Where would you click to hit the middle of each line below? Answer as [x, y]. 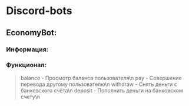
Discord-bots [39, 11]
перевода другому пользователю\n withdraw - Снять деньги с [99, 84]
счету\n [30, 97]
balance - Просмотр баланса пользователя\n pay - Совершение [101, 78]
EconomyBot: [31, 33]
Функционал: [26, 65]
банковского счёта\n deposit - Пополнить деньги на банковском [102, 90]
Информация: [27, 49]
